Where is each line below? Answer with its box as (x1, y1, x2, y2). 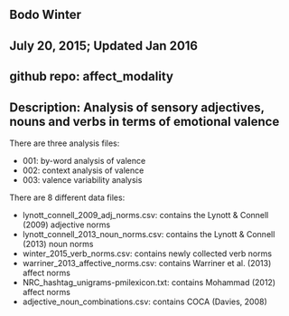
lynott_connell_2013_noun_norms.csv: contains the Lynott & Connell (22, 228, 275, 239)
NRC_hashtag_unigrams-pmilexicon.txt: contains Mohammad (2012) (22, 276, 276, 288)
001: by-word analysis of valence (22, 155, 146, 166)
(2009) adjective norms (22, 219, 111, 230)
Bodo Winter (9, 7, 81, 23)
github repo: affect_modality (9, 69, 174, 84)
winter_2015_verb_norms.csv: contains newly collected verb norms (22, 248, 273, 259)
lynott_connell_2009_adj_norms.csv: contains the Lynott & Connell (22, 209, 269, 220)
